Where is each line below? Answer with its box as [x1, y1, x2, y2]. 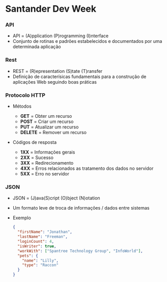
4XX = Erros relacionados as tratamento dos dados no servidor [20, 165, 154, 171]
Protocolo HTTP [5, 91, 46, 98]
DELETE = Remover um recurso [20, 130, 87, 136]
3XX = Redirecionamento [20, 160, 74, 166]
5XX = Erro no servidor [20, 171, 70, 177]
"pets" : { [17, 253, 38, 258]
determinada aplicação [12, 44, 61, 50]
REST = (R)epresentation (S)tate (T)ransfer [12, 68, 103, 74]
